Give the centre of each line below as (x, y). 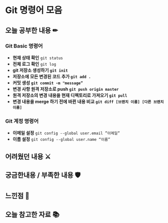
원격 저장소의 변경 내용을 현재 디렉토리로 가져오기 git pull (70, 95)
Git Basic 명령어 (24, 46)
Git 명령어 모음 (34, 10)
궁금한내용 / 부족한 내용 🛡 (43, 175)
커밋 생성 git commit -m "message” (48, 83)
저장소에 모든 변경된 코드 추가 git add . (52, 76)
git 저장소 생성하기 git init (40, 70)
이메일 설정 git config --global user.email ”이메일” (66, 133)
